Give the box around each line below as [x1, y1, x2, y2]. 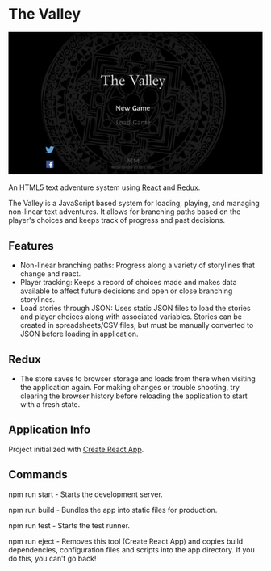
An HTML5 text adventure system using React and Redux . [8, 183, 201, 192]
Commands [8, 468, 69, 481]
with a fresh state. [19, 400, 81, 409]
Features [8, 239, 54, 253]
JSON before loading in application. [19, 329, 139, 339]
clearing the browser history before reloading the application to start [19, 391, 248, 401]
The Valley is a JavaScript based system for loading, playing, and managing [8, 199, 260, 208]
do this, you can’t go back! [8, 553, 97, 563]
